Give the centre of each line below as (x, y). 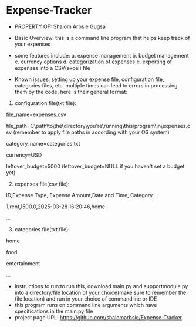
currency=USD (24, 155)
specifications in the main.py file (54, 311)
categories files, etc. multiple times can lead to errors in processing (96, 85)
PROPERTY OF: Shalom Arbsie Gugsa (60, 26)
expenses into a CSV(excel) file (53, 68)
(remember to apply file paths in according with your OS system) (92, 132)
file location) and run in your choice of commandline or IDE (86, 299)
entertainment (23, 263)
